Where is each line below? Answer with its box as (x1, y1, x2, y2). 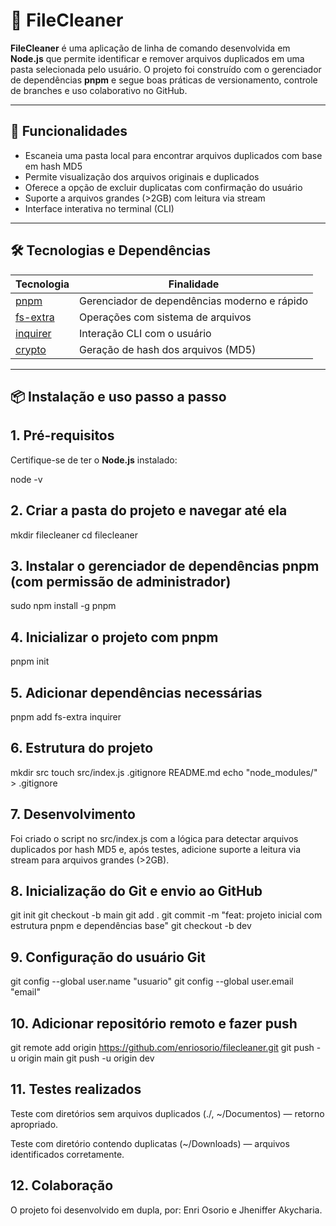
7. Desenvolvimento (10, 806, 136, 823)
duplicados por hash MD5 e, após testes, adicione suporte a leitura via (10, 843, 302, 855)
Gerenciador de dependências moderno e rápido (79, 294, 309, 308)
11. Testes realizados (10, 1081, 142, 1098)
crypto (15, 342, 47, 356)
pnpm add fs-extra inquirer (10, 711, 122, 723)
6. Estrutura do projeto (10, 740, 154, 757)
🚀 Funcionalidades (10, 123, 128, 140)
